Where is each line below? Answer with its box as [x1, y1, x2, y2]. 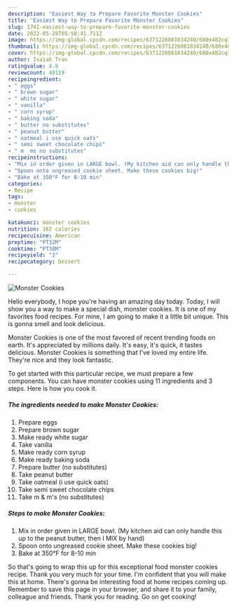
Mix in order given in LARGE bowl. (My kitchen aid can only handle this [18, 526, 223, 535]
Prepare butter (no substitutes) [18, 463, 108, 471]
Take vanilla [18, 440, 53, 448]
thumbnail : [8, 43, 40, 50]
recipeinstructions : [8, 154, 69, 162]
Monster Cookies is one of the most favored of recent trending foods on [8, 333, 216, 342]
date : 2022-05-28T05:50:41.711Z [8, 30, 102, 37]
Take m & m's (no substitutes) [18, 493, 104, 501]
